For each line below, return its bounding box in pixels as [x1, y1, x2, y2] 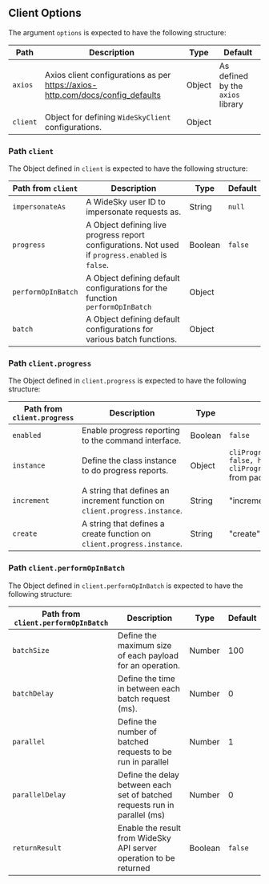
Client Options [8, 6, 82, 20]
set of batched [117, 789, 173, 801]
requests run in [117, 799, 175, 810]
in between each [117, 683, 181, 694]
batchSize [12, 646, 50, 655]
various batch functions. [85, 334, 178, 345]
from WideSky [117, 832, 171, 843]
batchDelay [12, 689, 54, 698]
